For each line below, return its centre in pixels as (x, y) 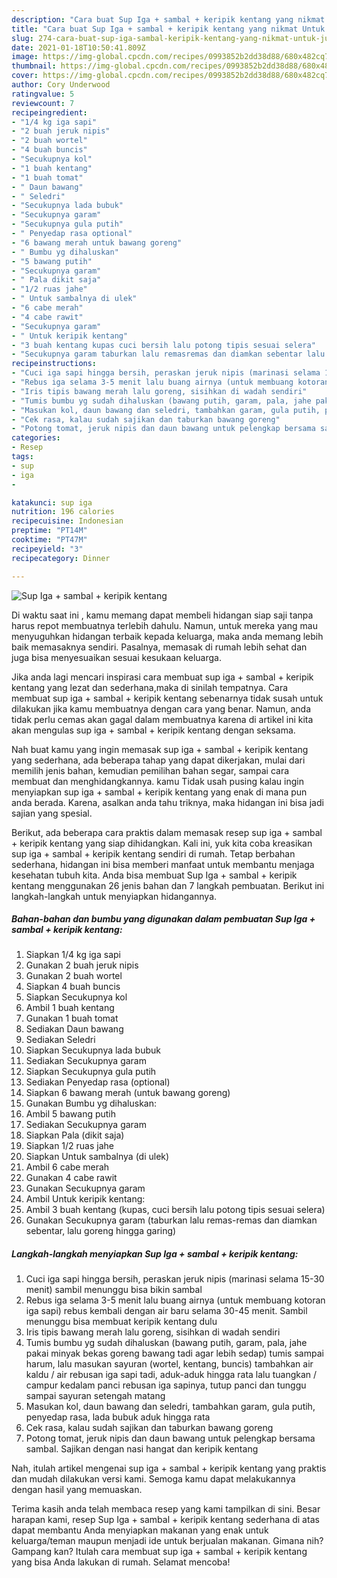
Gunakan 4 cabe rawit (71, 1178)
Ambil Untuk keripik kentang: (85, 1199)
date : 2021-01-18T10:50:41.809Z (78, 47)
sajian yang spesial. (52, 813)
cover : (25, 76)
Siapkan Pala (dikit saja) (75, 1135)
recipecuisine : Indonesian (67, 521)
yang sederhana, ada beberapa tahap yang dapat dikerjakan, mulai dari (158, 760)
